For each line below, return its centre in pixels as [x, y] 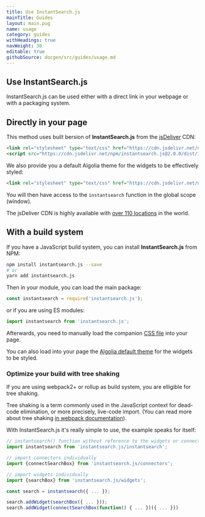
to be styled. [22, 358]
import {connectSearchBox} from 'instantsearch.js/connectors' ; [90, 463]
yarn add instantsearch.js [41, 276]
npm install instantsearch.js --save [54, 265]
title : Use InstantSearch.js [43, 12]
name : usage [21, 29]
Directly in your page [47, 122]
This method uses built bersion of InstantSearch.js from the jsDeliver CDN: [101, 137]
